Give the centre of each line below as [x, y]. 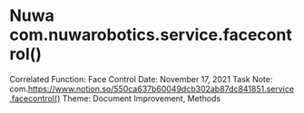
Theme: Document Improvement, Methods [141, 98]
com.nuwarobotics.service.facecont [151, 35]
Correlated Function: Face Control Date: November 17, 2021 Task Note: [141, 79]
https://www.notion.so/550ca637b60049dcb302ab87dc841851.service [161, 89]
